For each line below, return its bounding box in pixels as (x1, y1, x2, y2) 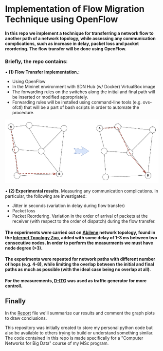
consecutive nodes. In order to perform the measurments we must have (5, 240, 153, 246)
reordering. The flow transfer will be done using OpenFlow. (5, 45, 127, 52)
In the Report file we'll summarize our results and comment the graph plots (5, 310, 155, 316)
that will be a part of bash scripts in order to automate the (23, 104, 140, 110)
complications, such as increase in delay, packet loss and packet (5, 41, 139, 46)
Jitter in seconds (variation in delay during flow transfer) (12, 203, 125, 208)
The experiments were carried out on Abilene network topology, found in (5, 229, 156, 235)
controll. (5, 283, 23, 289)
